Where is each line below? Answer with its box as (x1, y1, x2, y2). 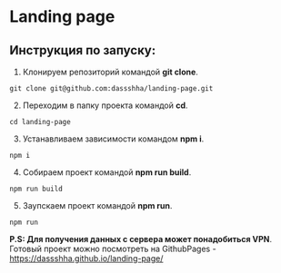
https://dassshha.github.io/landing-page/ (9, 253, 164, 264)
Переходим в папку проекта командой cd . (22, 100, 188, 111)
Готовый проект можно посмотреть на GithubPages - (9, 243, 216, 254)
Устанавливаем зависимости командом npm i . (22, 133, 205, 144)
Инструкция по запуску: (9, 43, 156, 58)
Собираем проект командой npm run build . (22, 167, 192, 178)
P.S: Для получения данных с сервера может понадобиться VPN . (9, 234, 273, 244)
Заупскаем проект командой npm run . (22, 200, 173, 210)
